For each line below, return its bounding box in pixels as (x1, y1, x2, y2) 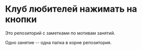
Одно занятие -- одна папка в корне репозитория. (5, 39, 112, 45)
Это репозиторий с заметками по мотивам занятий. (5, 30, 115, 36)
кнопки (5, 14, 37, 25)
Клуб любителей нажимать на (5, 3, 138, 15)
